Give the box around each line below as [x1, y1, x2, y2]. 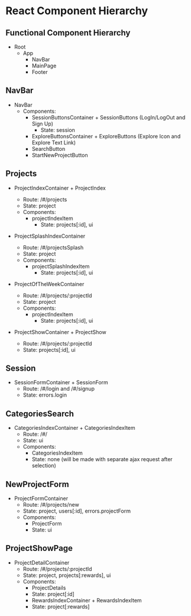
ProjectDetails [31, 584, 66, 591]
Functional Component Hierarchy [5, 28, 131, 38]
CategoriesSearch [5, 408, 75, 419]
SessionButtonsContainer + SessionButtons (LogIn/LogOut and [31, 114, 186, 121]
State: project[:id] [31, 590, 75, 598]
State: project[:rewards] [31, 603, 90, 610]
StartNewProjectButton [31, 151, 88, 158]
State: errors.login [22, 391, 67, 398]
